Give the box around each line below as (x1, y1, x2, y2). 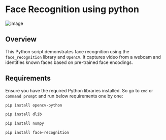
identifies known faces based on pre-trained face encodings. (5, 59, 133, 65)
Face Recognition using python (5, 4, 140, 15)
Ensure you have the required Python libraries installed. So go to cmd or (5, 87, 153, 93)
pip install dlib (5, 112, 42, 117)
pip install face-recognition (5, 130, 70, 135)
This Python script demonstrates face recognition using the (5, 48, 129, 54)
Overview (5, 35, 37, 44)
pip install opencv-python (5, 102, 62, 108)
